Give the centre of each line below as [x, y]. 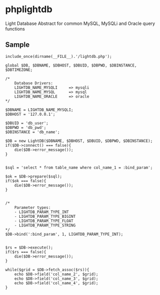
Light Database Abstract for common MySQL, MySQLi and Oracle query [80, 23]
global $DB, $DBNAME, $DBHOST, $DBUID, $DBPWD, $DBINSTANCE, [71, 65]
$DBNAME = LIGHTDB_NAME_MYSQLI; [39, 110]
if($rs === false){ [26, 252]
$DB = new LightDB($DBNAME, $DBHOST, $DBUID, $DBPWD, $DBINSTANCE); [79, 141]
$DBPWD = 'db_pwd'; [26, 127]
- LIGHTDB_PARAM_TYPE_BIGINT [45, 216]
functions [15, 28]
